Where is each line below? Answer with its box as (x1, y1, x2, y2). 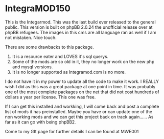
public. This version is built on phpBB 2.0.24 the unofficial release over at (5, 24, 153, 30)
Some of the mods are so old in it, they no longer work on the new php (12, 59, 155, 64)
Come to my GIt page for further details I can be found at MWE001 (5, 128, 139, 134)
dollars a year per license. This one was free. (5, 94, 96, 100)
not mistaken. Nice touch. (5, 35, 57, 40)
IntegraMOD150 (5, 3, 71, 14)
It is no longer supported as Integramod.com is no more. (12, 69, 126, 75)
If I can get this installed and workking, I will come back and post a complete (5, 103, 159, 109)
